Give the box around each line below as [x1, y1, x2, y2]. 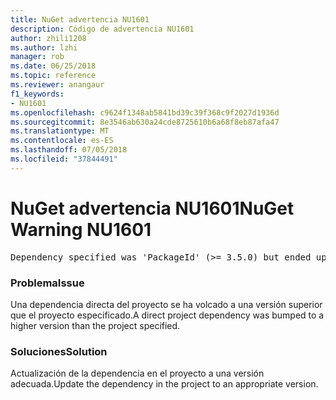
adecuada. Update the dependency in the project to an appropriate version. [10, 378, 319, 390]
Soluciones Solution [10, 344, 108, 358]
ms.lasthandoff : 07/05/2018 [10, 145, 128, 155]
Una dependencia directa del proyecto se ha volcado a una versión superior [10, 298, 323, 310]
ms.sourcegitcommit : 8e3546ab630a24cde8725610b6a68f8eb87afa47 [10, 117, 280, 127]
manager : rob [10, 52, 65, 62]
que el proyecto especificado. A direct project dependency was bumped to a [10, 309, 325, 321]
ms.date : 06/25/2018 [10, 61, 97, 71]
